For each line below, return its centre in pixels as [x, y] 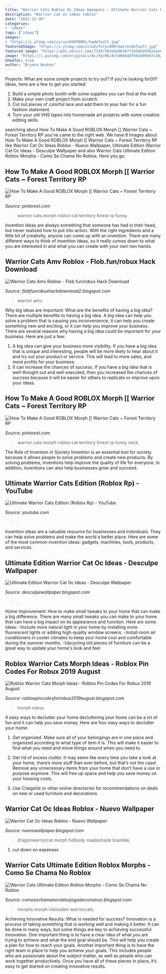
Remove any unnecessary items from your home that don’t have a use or [86, 768]
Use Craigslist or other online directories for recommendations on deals [85, 788]
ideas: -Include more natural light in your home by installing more [71, 627]
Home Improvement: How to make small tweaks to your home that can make [83, 611]
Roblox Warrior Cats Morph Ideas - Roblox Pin [77, 664]
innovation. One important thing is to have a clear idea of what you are [77, 934]
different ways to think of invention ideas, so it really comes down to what [80, 241]
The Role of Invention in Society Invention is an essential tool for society [78, 452]
